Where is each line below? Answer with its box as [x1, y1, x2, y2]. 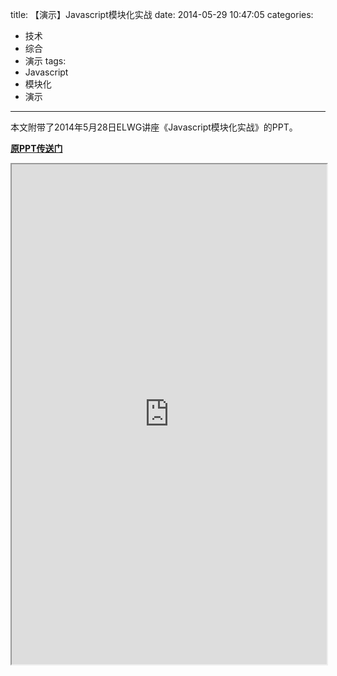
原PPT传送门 [10, 143, 63, 154]
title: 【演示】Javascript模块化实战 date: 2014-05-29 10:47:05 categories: [10, 9, 314, 20]
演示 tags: [24, 55, 67, 67]
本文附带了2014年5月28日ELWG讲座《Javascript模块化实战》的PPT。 [10, 121, 298, 133]
